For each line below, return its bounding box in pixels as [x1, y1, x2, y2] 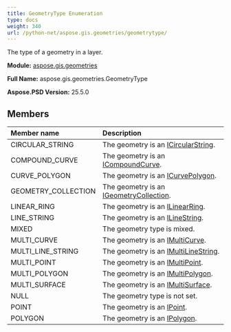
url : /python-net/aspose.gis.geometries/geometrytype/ [7, 29, 168, 36]
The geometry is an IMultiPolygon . [102, 269, 213, 278]
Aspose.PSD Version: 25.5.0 [7, 88, 89, 96]
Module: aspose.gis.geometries [7, 61, 98, 69]
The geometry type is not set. [102, 291, 198, 301]
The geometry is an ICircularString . [102, 140, 215, 150]
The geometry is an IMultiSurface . [102, 280, 212, 289]
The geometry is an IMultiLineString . [102, 247, 220, 256]
